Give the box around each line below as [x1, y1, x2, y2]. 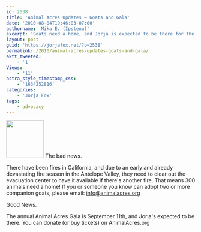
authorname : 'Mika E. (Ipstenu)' [6, 25, 90, 32]
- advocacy [17, 103, 44, 110]
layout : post [6, 37, 39, 43]
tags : [6, 98, 20, 104]
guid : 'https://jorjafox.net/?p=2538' [6, 43, 103, 49]
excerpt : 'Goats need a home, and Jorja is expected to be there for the [6, 31, 195, 37]
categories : [6, 87, 36, 93]
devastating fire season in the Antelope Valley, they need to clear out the [6, 170, 186, 177]
